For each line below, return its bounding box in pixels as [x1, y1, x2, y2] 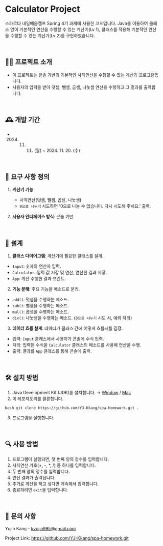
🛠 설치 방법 [5, 374, 38, 382]
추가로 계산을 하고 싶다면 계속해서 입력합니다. [12, 481, 99, 487]
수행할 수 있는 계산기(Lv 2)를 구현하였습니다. [10, 32, 95, 38]
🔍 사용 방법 [5, 440, 38, 448]
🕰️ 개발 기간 [5, 115, 40, 124]
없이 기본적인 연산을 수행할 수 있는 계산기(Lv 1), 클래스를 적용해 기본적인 [10, 26, 148, 32]
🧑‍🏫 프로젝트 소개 [5, 58, 52, 66]
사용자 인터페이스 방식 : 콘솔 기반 [12, 214, 73, 220]
